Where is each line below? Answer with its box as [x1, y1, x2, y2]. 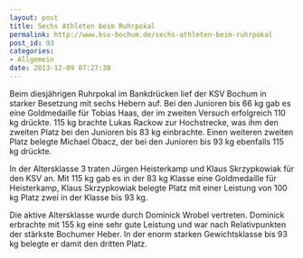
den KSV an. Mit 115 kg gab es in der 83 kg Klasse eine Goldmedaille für [9, 172, 278, 183]
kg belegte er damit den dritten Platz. [9, 238, 147, 249]
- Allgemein [9, 55, 54, 64]
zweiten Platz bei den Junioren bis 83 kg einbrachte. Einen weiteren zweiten [9, 126, 294, 137]
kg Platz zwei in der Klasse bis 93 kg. [9, 191, 148, 203]
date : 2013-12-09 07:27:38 [9, 64, 111, 73]
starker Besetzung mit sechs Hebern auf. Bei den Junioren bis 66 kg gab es [9, 97, 291, 108]
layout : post [9, 13, 59, 23]
